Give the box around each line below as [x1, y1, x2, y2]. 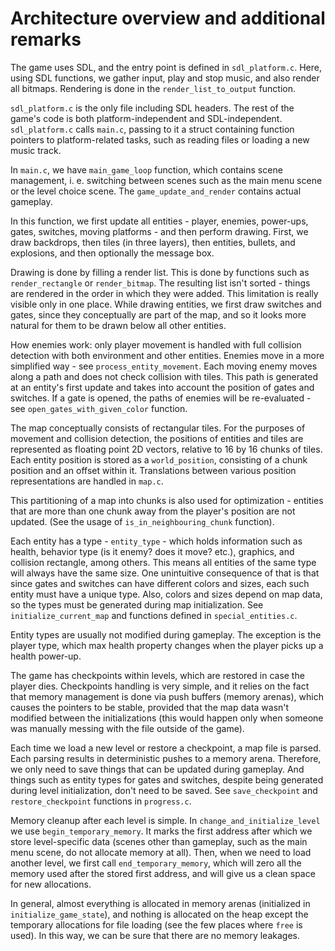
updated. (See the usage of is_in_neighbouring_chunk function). [10, 515, 275, 527]
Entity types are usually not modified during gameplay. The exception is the [10, 628, 322, 641]
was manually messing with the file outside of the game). [10, 722, 245, 734]
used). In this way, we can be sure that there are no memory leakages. [10, 929, 300, 941]
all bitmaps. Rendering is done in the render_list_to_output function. [10, 82, 297, 94]
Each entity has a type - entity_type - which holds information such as [10, 535, 303, 547]
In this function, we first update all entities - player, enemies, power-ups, [10, 215, 309, 227]
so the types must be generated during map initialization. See [10, 598, 264, 611]
